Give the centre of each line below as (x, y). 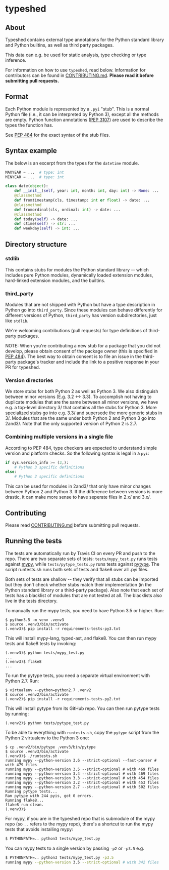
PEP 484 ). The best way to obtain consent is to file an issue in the (74, 357)
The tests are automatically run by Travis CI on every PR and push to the (80, 553)
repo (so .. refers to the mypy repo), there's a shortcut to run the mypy (79, 824)
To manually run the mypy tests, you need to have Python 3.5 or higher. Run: (84, 610)
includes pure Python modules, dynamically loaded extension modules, (79, 275)
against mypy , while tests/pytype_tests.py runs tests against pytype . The (82, 564)
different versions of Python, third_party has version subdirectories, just (81, 315)
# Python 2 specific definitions (49, 477)
